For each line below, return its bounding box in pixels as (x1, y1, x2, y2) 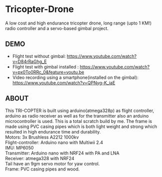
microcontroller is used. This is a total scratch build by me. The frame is (5, 118, 152, 124)
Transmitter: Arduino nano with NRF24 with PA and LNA (5, 150, 120, 156)
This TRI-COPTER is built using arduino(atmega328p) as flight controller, (5, 107, 155, 113)
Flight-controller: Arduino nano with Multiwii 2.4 (5, 139, 103, 145)
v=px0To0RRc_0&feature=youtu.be (12, 69, 85, 75)
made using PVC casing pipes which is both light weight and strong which (5, 123, 157, 129)
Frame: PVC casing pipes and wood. (5, 166, 80, 172)
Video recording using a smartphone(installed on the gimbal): (12, 74, 139, 80)
